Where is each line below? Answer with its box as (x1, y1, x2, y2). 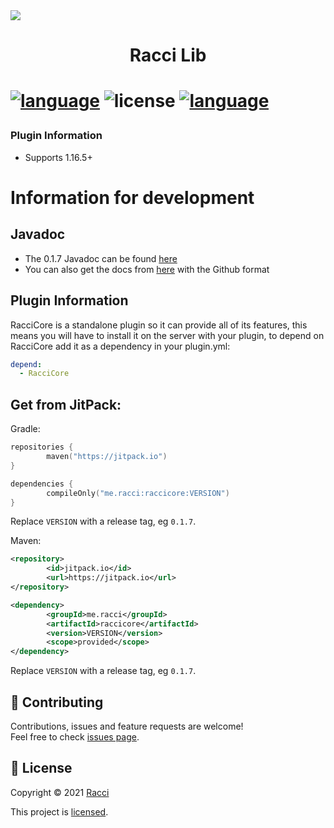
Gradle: (10, 423, 41, 435)
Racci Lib (129, 44, 207, 67)
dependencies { (10, 479, 74, 489)
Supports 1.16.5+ (24, 151, 93, 163)
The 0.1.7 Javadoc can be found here (24, 252, 178, 264)
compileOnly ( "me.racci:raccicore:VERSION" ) (46, 488, 230, 498)
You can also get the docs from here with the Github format (24, 263, 270, 275)
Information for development (10, 186, 255, 209)
